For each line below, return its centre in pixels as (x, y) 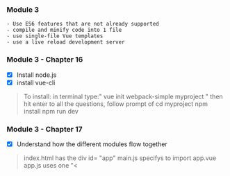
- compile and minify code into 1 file (64, 30)
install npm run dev (51, 111)
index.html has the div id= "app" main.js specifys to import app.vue (120, 158)
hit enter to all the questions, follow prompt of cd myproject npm (115, 104)
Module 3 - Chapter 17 (44, 129)
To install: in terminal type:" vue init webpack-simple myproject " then (123, 96)
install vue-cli (36, 82)
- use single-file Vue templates (55, 36)
